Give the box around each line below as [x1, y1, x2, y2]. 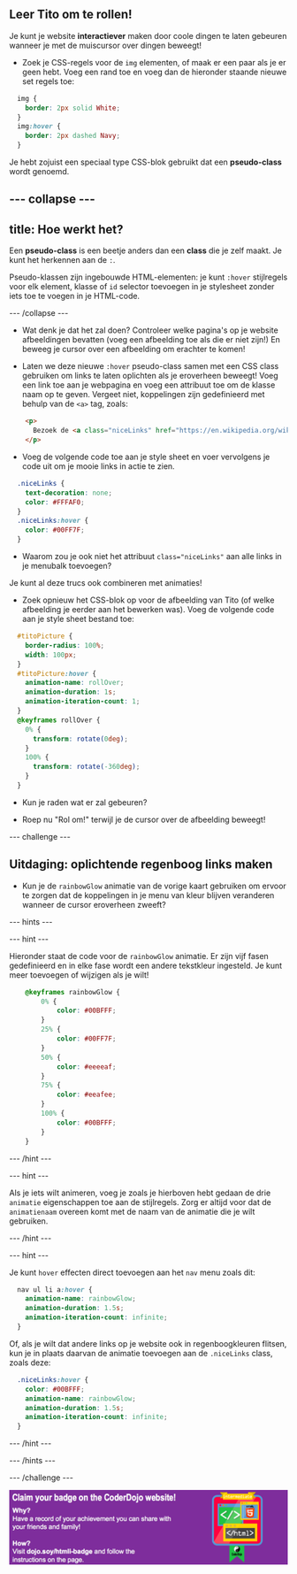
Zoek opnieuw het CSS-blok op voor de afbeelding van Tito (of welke [21, 595, 275, 605]
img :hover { [17, 122, 62, 131]
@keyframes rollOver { [17, 716, 101, 725]
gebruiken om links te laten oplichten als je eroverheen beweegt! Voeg [21, 371, 278, 381]
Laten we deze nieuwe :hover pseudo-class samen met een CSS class [21, 361, 279, 372]
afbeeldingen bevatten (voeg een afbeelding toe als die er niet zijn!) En [21, 334, 281, 345]
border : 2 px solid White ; [25, 104, 121, 112]
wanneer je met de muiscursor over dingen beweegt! [9, 40, 202, 50]
